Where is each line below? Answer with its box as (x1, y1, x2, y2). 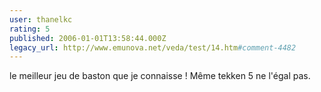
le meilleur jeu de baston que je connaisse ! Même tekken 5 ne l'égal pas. (9, 70, 311, 82)
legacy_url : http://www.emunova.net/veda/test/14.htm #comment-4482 (9, 42, 297, 53)
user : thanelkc (9, 14, 73, 25)
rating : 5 (9, 24, 51, 34)
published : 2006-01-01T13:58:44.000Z (9, 33, 167, 43)
